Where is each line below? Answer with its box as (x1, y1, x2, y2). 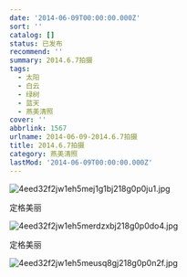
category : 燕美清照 (9, 149, 78, 158)
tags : (9, 65, 30, 74)
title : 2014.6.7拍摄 (9, 141, 85, 150)
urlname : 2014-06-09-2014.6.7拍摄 (9, 133, 139, 142)
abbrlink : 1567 (9, 124, 68, 133)
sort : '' (9, 22, 43, 31)
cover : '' (9, 115, 47, 124)
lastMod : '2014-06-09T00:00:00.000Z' (9, 157, 153, 167)
